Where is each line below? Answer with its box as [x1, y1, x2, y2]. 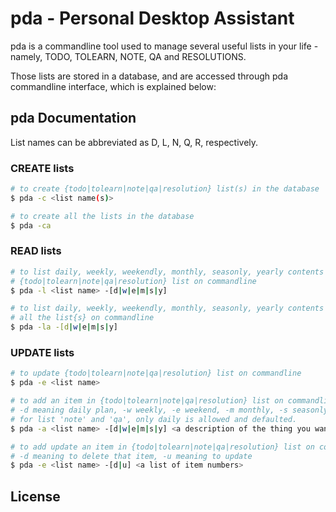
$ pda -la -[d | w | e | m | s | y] [10, 322, 118, 332]
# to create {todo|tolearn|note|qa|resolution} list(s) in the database [10, 184, 320, 194]
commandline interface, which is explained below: [10, 80, 217, 92]
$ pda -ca [10, 220, 52, 231]
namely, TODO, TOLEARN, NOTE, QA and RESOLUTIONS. [10, 50, 247, 62]
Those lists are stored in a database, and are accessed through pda [10, 70, 289, 82]
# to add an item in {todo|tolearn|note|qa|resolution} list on [10, 396, 284, 406]
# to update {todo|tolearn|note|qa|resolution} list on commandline [10, 368, 302, 379]
